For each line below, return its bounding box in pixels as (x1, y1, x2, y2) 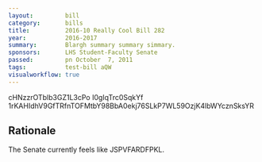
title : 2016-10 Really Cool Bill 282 (8, 26, 165, 34)
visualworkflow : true (8, 71, 80, 79)
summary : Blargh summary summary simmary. (8, 41, 176, 49)
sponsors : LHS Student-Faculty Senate (8, 48, 158, 56)
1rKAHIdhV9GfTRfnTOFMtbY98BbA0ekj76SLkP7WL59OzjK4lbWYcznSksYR (8, 101, 254, 110)
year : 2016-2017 (8, 33, 98, 42)
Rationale (8, 124, 56, 137)
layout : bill (8, 11, 80, 20)
